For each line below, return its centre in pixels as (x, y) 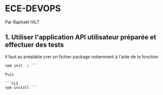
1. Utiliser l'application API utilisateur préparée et (81, 37)
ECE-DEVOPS (33, 9)
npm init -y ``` (21, 66)
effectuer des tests (35, 45)
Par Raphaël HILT (22, 22)
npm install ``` (21, 88)
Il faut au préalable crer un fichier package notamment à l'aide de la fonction (82, 57)
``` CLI (12, 83)
